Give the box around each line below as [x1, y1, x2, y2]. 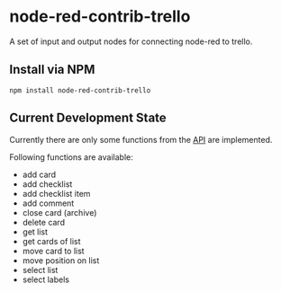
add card [22, 169, 57, 180]
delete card [22, 217, 66, 227]
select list [22, 264, 59, 275]
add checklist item [22, 188, 91, 199]
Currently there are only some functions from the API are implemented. [9, 134, 273, 145]
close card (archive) [22, 207, 97, 217]
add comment [22, 198, 75, 208]
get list [22, 226, 48, 237]
